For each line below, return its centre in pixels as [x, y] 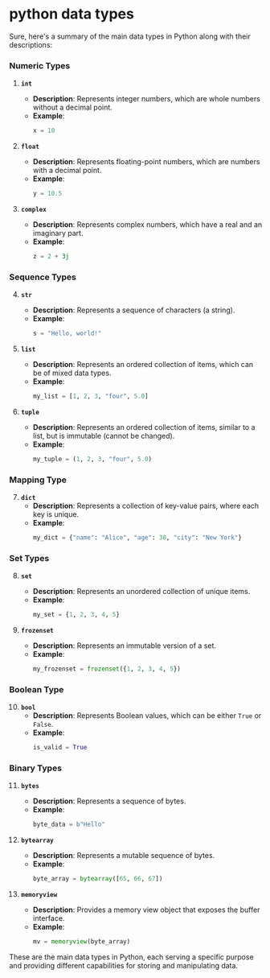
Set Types [29, 558]
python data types [72, 14]
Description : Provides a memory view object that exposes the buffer [146, 910]
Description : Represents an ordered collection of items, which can [143, 365]
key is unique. [56, 514]
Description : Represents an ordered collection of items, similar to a [144, 427]
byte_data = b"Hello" [69, 825]
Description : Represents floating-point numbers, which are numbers [146, 162]
